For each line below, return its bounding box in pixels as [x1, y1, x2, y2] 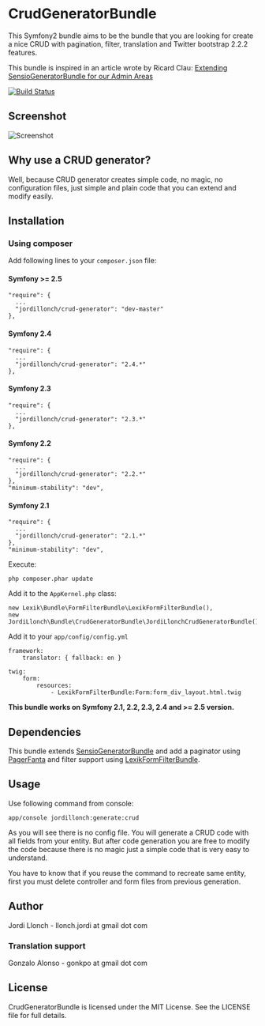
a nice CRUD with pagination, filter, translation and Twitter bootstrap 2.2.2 [8, 39, 248, 48]
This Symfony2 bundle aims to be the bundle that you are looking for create [8, 31, 254, 40]
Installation [8, 214, 65, 228]
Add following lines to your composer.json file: [8, 256, 157, 266]
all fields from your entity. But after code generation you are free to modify [8, 836, 250, 846]
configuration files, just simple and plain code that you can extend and [8, 183, 237, 192]
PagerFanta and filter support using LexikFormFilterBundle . [8, 755, 200, 764]
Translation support [8, 940, 86, 951]
